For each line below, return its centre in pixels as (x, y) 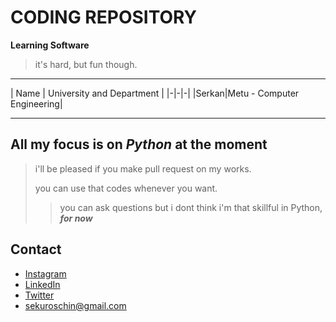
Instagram (45, 273)
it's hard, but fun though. (86, 64)
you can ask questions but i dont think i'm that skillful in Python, (191, 207)
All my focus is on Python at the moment (139, 144)
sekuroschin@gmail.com (75, 305)
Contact (36, 249)
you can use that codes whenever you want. (126, 188)
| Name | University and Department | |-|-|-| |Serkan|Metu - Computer (155, 93)
